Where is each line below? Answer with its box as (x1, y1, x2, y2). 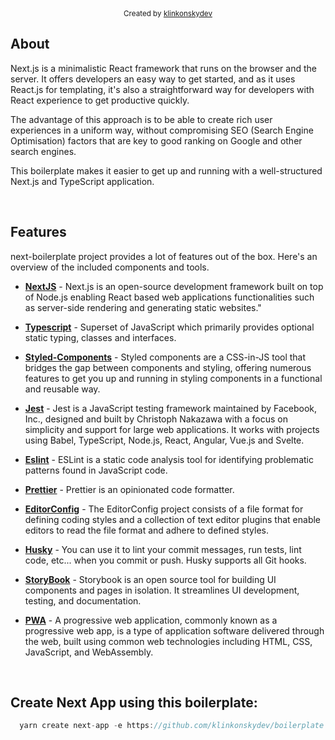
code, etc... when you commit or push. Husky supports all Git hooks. (24, 554, 307, 566)
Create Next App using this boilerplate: (10, 694, 258, 712)
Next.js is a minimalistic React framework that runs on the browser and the (10, 62, 317, 74)
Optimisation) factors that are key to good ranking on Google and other (10, 134, 303, 147)
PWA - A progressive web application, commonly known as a (24, 614, 278, 626)
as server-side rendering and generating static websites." (24, 301, 262, 313)
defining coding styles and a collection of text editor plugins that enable (24, 513, 322, 525)
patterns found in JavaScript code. (24, 464, 168, 476)
